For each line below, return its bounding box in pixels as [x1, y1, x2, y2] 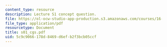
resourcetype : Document [5, 25, 55, 30]
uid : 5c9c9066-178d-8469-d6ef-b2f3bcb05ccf [5, 35, 97, 40]
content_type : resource [5, 7, 55, 12]
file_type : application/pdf [5, 21, 64, 26]
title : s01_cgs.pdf [5, 30, 46, 35]
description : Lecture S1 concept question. [5, 12, 97, 17]
